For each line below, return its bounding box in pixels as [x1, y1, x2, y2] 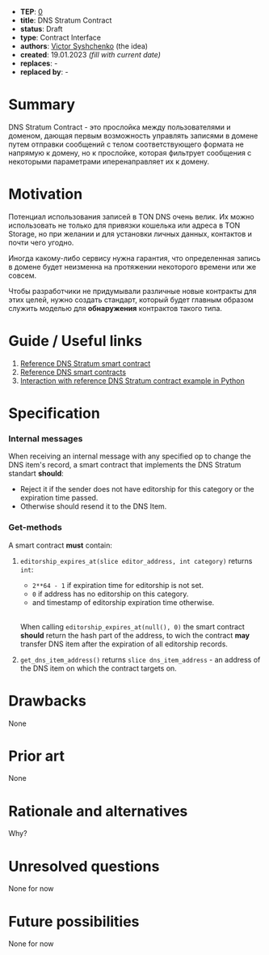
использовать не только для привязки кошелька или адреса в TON [8, 220, 241, 230]
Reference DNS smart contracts [19, 367, 127, 377]
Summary [8, 96, 75, 114]
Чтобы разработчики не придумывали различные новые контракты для [8, 286, 257, 296]
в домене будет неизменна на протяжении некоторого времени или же [8, 262, 257, 271]
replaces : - [19, 58, 58, 68]
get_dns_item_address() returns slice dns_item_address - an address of [19, 654, 261, 664]
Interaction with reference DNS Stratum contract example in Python [19, 376, 245, 386]
